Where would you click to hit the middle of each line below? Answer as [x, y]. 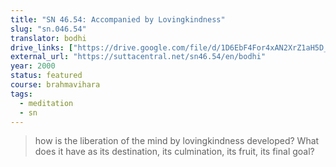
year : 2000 [33, 66]
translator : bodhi [48, 38]
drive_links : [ [42, 47]
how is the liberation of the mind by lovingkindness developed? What [177, 141]
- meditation [46, 103]
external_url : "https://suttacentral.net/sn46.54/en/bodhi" [138, 57]
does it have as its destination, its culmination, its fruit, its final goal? [174, 152]
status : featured [46, 76]
